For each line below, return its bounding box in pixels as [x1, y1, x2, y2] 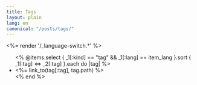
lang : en [6, 20, 28, 26]
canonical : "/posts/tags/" [6, 25, 74, 32]
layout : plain [6, 14, 42, 20]
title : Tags [6, 8, 36, 15]
